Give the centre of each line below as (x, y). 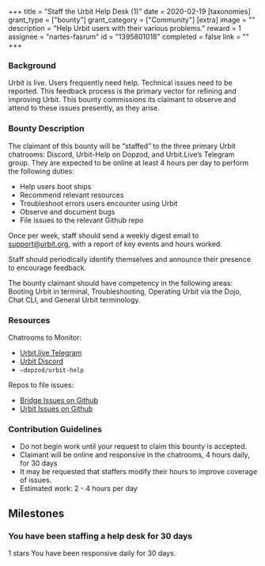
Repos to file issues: (41, 385)
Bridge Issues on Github (59, 400)
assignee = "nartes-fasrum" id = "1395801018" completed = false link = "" (129, 36)
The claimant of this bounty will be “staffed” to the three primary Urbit (122, 146)
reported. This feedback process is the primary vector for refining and (123, 91)
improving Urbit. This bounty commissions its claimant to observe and (122, 100)
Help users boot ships (55, 186)
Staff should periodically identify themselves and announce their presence (130, 259)
